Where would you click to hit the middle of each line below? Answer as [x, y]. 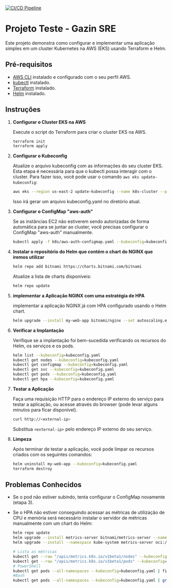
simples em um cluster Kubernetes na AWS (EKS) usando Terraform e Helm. [86, 48]
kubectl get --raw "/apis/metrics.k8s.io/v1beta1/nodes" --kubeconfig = [91, 556]
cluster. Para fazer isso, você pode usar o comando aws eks [76, 177]
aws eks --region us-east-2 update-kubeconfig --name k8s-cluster [85, 192]
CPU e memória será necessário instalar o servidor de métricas [80, 518]
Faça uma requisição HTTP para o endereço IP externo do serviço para [88, 399]
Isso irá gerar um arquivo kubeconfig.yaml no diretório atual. [77, 202]
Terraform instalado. [34, 88]
